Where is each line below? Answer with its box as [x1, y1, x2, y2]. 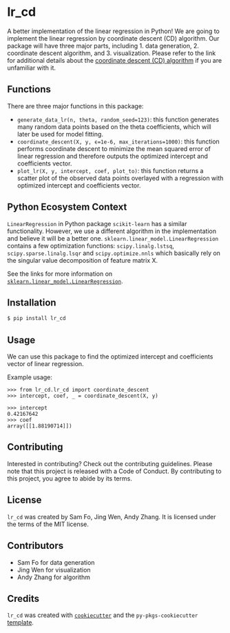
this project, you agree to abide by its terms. [7, 474, 132, 483]
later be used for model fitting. [17, 130, 103, 138]
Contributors [7, 540, 64, 552]
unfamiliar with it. [7, 63, 56, 72]
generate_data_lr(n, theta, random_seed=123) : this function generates [17, 115, 219, 123]
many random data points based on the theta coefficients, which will [17, 122, 211, 131]
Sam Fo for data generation [17, 558, 95, 566]
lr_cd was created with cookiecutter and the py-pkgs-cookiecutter [7, 611, 198, 619]
